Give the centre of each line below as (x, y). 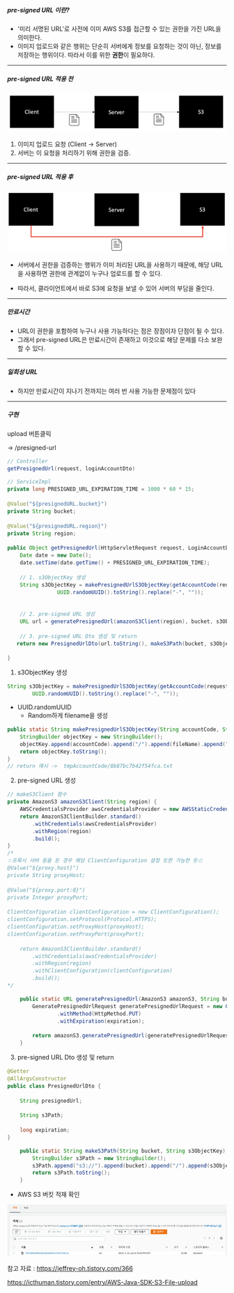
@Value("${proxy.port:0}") (46, 890)
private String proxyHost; (46, 875)
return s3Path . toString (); (71, 1173)
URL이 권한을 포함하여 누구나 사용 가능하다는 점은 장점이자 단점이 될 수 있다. (120, 331)
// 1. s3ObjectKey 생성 (53, 578)
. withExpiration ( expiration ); (101, 1021)
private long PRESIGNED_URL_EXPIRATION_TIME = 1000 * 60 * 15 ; (101, 489)
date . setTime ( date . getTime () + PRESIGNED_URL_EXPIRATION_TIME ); (115, 563)
